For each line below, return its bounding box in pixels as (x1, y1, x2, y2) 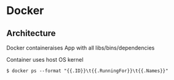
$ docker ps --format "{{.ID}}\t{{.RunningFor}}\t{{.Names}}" (6, 68, 168, 74)
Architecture (6, 28, 56, 38)
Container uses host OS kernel (6, 56, 84, 63)
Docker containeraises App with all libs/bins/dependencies (6, 44, 155, 51)
